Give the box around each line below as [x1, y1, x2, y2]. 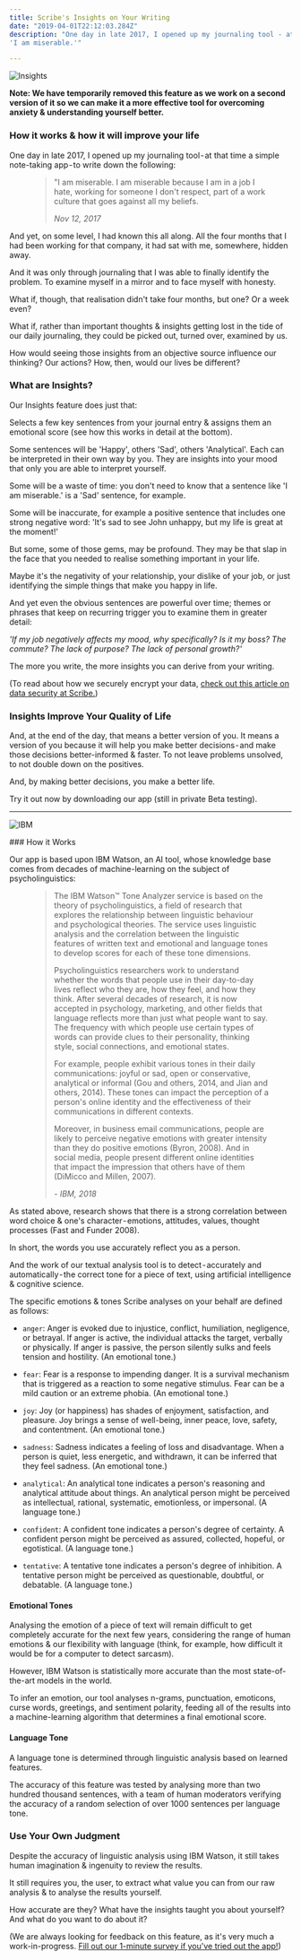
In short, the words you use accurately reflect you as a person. [9, 1242, 241, 1253]
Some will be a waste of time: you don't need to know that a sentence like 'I [9, 480, 288, 491]
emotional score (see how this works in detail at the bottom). [9, 427, 233, 437]
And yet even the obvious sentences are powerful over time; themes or [9, 597, 271, 608]
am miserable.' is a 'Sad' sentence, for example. [9, 489, 186, 500]
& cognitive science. [9, 1279, 84, 1290]
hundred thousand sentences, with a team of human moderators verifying [9, 1789, 282, 1800]
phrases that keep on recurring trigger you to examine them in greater [9, 607, 268, 617]
